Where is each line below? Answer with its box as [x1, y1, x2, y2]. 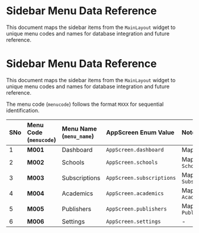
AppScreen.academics [106, 190, 164, 196]
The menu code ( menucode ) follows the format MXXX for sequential [6, 101, 164, 108]
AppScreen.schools [106, 158, 158, 166]
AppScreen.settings [106, 218, 161, 225]
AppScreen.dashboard [106, 146, 164, 153]
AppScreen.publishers [106, 205, 167, 212]
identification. [6, 106, 40, 114]
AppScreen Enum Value [106, 128, 175, 137]
